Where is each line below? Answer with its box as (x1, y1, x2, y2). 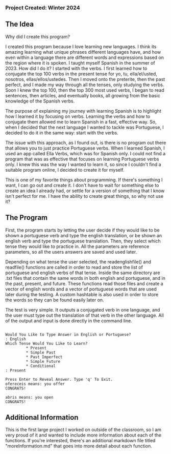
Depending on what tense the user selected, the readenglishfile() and (5, 258, 152, 265)
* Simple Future (26, 359, 60, 364)
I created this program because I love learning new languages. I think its (5, 43, 157, 50)
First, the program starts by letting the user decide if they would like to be (5, 227, 160, 233)
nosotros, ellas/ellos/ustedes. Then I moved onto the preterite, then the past (5, 76, 165, 82)
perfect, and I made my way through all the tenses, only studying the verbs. (5, 81, 164, 88)
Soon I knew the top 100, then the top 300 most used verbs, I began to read (5, 87, 164, 93)
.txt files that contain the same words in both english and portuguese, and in (5, 275, 166, 281)
